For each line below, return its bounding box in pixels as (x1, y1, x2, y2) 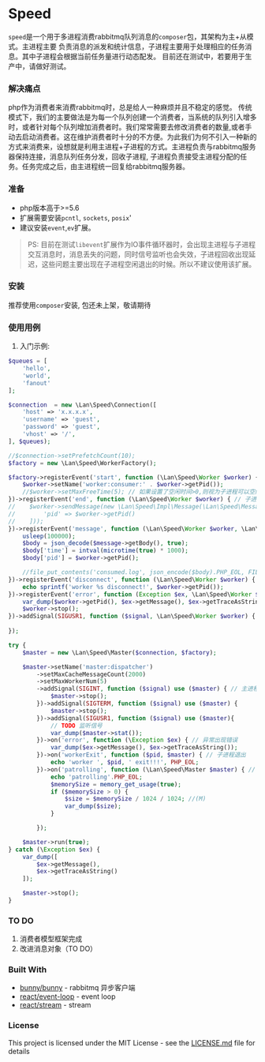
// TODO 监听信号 (50, 722, 103, 730)
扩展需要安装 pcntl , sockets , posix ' (19, 212, 132, 222)
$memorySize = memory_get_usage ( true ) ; (50, 780, 181, 788)
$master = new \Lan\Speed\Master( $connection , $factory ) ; (22, 648, 217, 656)
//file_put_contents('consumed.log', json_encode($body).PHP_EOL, (22, 569, 245, 576)
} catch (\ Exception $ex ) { (8, 846, 101, 854)
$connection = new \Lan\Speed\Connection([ (8, 400, 157, 409)
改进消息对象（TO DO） (19, 944, 97, 954)
